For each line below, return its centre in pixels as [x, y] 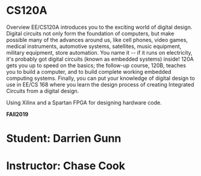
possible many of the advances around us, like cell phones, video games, [97, 40]
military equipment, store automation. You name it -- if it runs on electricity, [99, 52]
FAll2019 [17, 114]
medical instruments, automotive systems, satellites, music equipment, [94, 46]
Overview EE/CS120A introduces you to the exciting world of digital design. [99, 27]
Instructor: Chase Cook [66, 166]
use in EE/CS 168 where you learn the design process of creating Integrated [100, 84]
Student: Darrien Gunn [64, 138]
